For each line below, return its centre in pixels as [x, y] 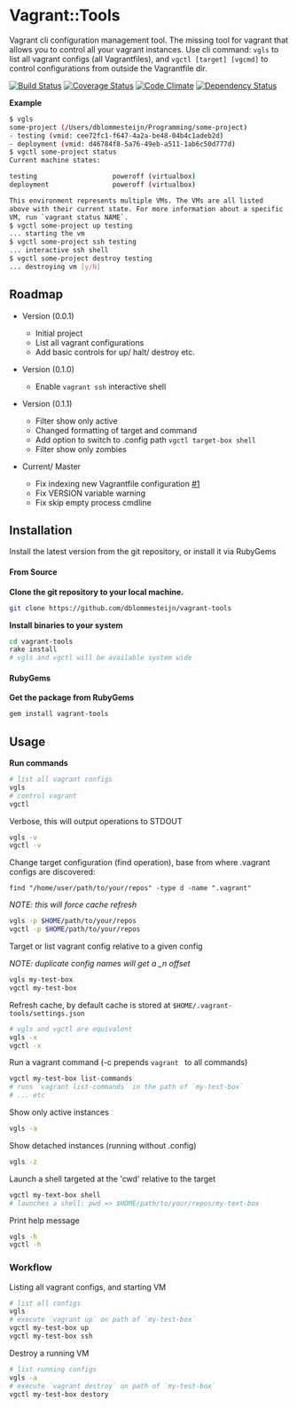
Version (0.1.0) [48, 369]
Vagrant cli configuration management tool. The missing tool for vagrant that [149, 40]
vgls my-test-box [41, 980]
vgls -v [23, 837]
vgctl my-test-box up [49, 1328]
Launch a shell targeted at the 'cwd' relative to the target [113, 1179]
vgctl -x [25, 1046]
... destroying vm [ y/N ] [55, 266]
